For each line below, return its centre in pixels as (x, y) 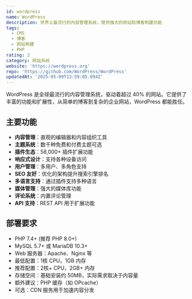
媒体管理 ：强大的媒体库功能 (48, 188)
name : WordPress (26, 17)
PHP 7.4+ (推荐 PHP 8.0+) (46, 239)
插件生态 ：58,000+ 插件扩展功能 (54, 152)
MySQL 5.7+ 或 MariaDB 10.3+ (51, 246)
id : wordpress (23, 11)
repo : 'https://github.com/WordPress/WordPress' (66, 72)
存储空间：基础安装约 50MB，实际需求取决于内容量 (76, 275)
